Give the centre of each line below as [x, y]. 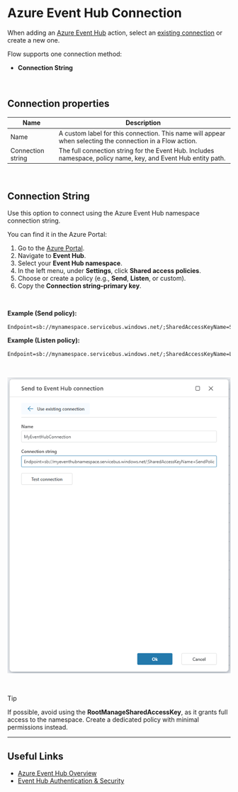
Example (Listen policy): [44, 340]
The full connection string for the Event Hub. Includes [137, 150]
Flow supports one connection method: [65, 54]
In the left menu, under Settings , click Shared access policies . [109, 271]
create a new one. [34, 40]
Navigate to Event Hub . [52, 256]
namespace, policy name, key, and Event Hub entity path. [142, 158]
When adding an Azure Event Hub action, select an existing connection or [115, 33]
